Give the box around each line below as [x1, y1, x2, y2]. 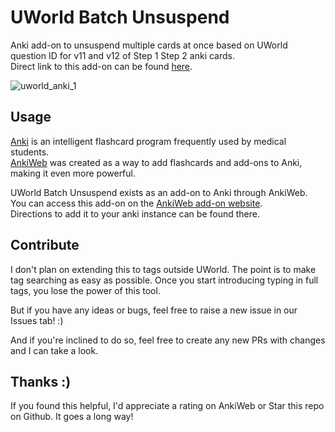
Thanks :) [10, 373, 72, 390]
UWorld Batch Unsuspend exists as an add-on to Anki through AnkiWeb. [10, 186, 308, 198]
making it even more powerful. [10, 167, 137, 179]
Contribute [10, 237, 80, 254]
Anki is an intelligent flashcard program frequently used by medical [10, 135, 287, 147]
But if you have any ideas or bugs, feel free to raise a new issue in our [10, 304, 298, 316]
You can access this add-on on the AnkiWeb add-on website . [10, 197, 263, 209]
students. [10, 146, 50, 158]
